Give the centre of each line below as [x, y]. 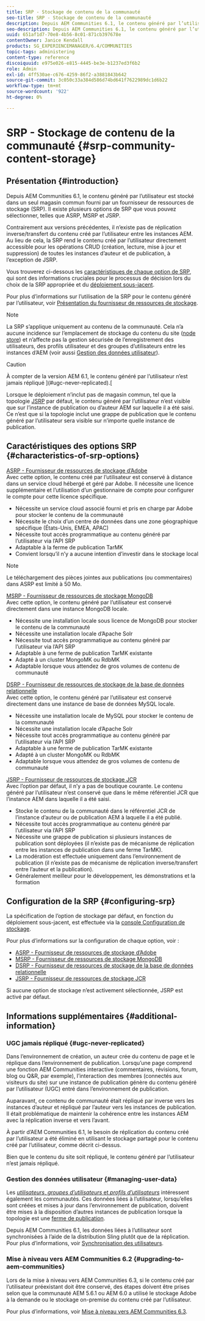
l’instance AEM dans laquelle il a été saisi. [59, 799]
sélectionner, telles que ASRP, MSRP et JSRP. [63, 215]
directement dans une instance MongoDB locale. [68, 609]
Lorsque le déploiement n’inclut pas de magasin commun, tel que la [91, 394]
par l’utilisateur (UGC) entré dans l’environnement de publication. [88, 1089]
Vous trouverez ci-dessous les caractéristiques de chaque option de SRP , [99, 271]
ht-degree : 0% [24, 97]
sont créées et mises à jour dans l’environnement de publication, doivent [98, 1206]
